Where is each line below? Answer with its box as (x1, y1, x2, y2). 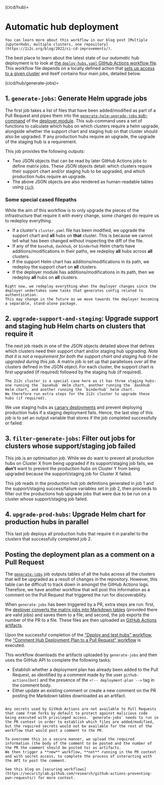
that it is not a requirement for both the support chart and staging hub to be (5, 353, 158, 359)
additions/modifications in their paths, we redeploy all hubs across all (12, 248, 153, 254)
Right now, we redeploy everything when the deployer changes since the (5, 284, 157, 289)
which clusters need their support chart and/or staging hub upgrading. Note (5, 348, 158, 354)
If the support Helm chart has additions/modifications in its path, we (12, 259, 149, 265)
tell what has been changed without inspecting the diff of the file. (12, 238, 144, 244)
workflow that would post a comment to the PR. (5, 728, 104, 733)
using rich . (12, 184, 35, 190)
